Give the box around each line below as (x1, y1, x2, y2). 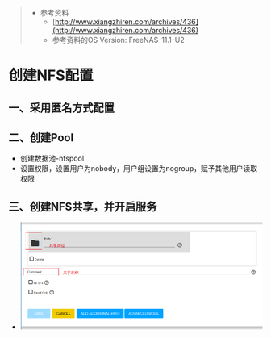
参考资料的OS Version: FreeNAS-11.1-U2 (52, 35, 185, 44)
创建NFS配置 (8, 66, 94, 85)
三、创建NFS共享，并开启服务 (8, 199, 157, 213)
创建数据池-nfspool (19, 153, 85, 164)
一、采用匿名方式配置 (8, 101, 115, 115)
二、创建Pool (8, 131, 74, 144)
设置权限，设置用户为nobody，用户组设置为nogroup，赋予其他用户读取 (19, 164, 258, 173)
